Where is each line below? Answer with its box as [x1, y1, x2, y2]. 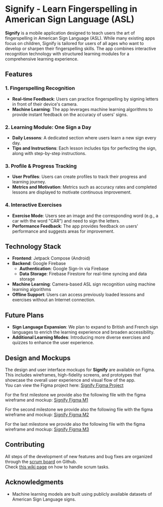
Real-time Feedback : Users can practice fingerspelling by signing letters [12, 96, 159, 102]
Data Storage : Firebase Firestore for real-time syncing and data [19, 271, 147, 277]
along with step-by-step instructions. [12, 150, 87, 156]
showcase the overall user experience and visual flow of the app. [5, 377, 136, 383]
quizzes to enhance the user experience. [12, 340, 94, 346]
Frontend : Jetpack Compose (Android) [12, 255, 91, 261]
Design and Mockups [5, 353, 71, 362]
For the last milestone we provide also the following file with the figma [5, 421, 145, 427]
